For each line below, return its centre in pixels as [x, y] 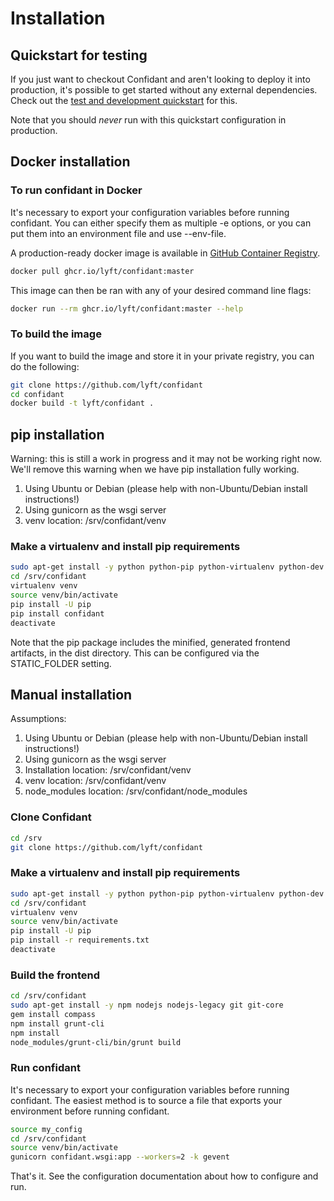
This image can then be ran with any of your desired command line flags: [161, 290]
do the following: [45, 366]
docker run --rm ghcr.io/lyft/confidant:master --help [127, 308]
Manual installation [71, 694]
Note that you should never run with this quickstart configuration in [148, 120]
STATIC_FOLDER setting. [61, 663]
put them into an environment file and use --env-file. [118, 233]
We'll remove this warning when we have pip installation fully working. [155, 469]
